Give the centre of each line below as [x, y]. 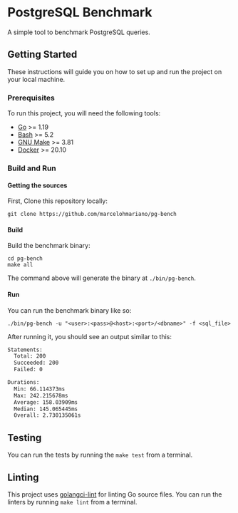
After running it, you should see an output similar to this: [90, 336]
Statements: [25, 350]
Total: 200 [30, 356]
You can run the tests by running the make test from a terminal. [100, 455]
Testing [25, 438]
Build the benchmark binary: [49, 246]
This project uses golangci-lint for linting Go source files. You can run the [115, 494]
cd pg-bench [25, 259]
